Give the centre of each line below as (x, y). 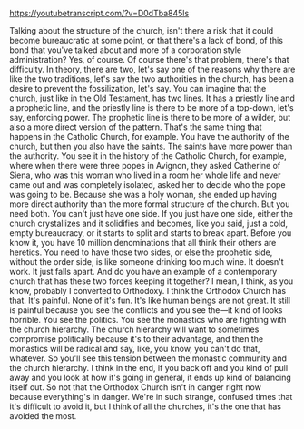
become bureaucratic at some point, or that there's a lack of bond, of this (147, 40)
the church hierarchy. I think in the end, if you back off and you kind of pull (149, 368)
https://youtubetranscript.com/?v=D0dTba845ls (99, 13)
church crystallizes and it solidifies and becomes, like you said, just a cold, (149, 223)
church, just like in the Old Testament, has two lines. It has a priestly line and (152, 98)
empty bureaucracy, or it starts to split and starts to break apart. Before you (151, 233)
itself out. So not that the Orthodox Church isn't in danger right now (135, 387)
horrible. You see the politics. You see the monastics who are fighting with (148, 320)
